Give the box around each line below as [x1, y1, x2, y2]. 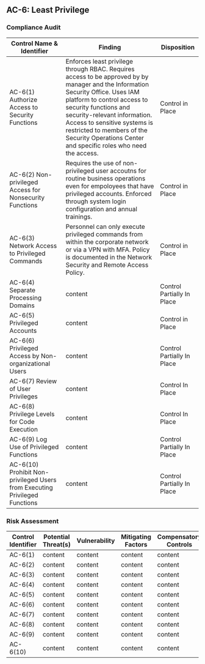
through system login [65, 197, 126, 206]
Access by [9, 351, 40, 360]
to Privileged [9, 249, 46, 258]
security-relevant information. [65, 110, 153, 119]
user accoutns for [95, 166, 146, 175]
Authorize [9, 95, 38, 103]
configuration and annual [65, 204, 137, 213]
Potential [43, 532, 70, 541]
